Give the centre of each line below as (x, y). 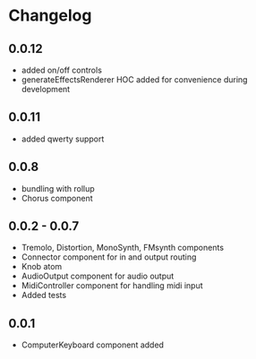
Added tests (44, 295)
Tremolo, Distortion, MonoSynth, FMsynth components (123, 248)
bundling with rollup (58, 188)
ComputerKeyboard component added (93, 345)
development (46, 89)
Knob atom (42, 267)
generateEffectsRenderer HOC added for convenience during (134, 80)
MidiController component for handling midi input (112, 286)
